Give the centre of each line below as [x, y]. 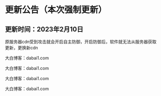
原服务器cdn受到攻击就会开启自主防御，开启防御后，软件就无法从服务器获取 [81, 42]
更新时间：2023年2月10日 [44, 29]
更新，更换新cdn [22, 48]
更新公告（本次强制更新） [56, 10]
